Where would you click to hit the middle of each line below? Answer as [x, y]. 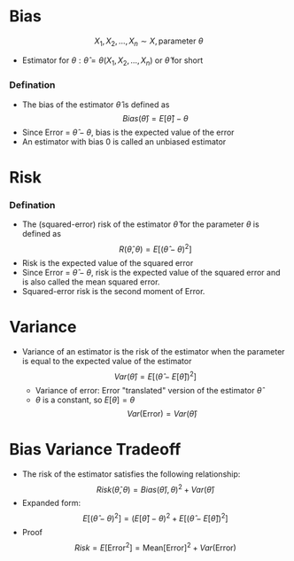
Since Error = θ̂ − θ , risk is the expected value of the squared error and [151, 272]
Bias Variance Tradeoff [95, 449]
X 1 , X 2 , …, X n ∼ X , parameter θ [149, 42]
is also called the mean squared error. [91, 282]
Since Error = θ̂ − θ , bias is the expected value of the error [128, 132]
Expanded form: [51, 503]
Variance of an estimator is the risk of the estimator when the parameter [153, 351]
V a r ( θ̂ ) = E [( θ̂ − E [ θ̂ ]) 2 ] [155, 376]
